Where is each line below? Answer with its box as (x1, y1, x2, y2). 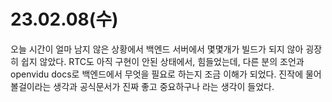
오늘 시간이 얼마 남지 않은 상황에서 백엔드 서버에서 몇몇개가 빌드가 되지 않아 (10, 43, 304, 55)
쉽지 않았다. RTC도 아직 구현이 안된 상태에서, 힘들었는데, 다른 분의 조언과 (20, 55, 305, 67)
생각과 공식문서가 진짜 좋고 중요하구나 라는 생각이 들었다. (53, 80, 275, 92)
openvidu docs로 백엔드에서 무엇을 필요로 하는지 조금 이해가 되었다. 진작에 (10, 68, 304, 80)
